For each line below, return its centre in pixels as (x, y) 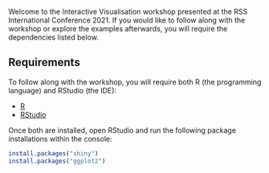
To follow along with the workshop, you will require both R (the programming (135, 82)
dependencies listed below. (53, 37)
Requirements (44, 62)
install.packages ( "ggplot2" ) (57, 161)
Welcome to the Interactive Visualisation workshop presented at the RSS (128, 12)
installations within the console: (60, 138)
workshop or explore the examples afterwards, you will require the (118, 29)
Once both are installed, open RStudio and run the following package (122, 130)
